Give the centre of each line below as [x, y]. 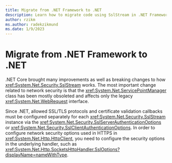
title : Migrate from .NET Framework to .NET [53, 10]
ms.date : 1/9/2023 [25, 29]
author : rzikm [20, 19]
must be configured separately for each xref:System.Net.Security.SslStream [85, 117]
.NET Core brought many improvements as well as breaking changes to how [85, 79]
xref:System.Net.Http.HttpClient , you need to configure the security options [85, 138]
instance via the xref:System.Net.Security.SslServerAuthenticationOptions [83, 122]
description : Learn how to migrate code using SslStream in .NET [76, 15]
